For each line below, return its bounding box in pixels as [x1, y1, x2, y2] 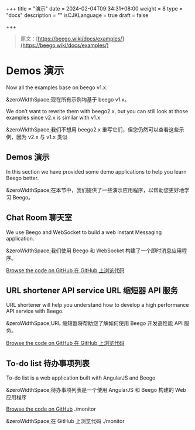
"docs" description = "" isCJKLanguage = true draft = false [6, 12, 149, 19]
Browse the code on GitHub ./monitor [6, 405, 97, 412]
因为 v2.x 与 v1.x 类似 [16, 133, 68, 140]
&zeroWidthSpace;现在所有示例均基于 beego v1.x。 [6, 96, 130, 103]
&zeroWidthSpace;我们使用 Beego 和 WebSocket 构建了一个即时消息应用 [6, 247, 182, 254]
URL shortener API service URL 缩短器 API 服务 [6, 285, 179, 295]
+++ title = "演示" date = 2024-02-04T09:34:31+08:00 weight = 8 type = [6, 5, 183, 12]
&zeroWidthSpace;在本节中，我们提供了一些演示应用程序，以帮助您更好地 [6, 187, 184, 194]
